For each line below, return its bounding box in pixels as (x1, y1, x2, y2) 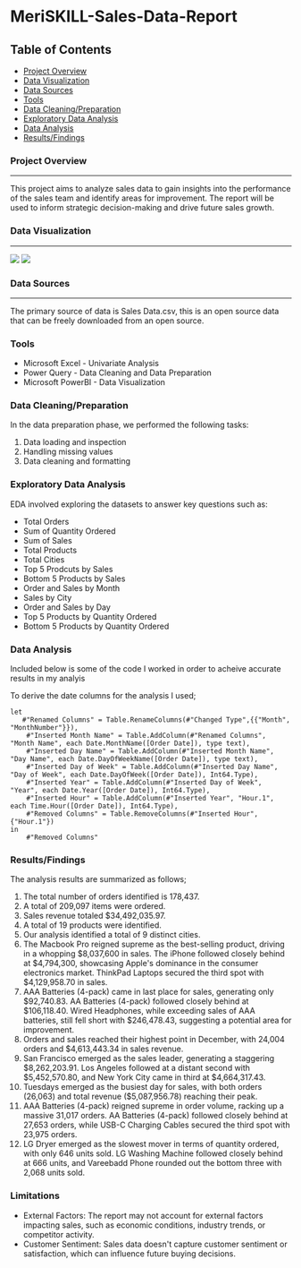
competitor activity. (22, 1229, 95, 1239)
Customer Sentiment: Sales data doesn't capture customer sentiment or (22, 1238, 288, 1249)
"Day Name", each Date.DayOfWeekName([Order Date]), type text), (10, 755, 258, 764)
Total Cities (22, 553, 65, 565)
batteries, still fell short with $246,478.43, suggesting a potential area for (22, 1015, 292, 1026)
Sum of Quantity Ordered (22, 526, 116, 536)
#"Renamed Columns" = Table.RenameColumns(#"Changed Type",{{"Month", (21, 715, 291, 724)
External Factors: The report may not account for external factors (22, 1210, 263, 1221)
